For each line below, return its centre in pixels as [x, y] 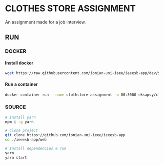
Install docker [19, 63]
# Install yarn [20, 117]
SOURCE [16, 107]
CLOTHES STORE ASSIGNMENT [71, 9]
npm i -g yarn [20, 122]
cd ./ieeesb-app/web [26, 140]
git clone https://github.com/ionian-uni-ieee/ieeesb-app [65, 135]
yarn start [16, 157]
